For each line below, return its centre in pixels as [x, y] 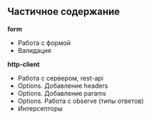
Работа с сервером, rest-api [61, 78]
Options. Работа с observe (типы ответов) [81, 101]
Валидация [34, 50]
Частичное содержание [64, 12]
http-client [24, 64]
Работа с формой [44, 43]
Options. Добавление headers [63, 86]
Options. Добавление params [62, 93]
